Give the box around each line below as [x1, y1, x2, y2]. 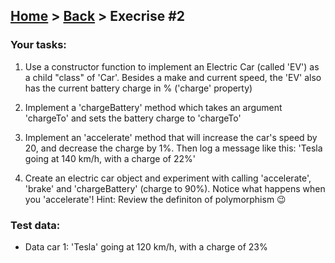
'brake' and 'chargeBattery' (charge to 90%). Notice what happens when [24, 182, 326, 194]
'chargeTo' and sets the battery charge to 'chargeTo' [24, 112, 242, 124]
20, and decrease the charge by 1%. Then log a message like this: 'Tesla [24, 142, 323, 154]
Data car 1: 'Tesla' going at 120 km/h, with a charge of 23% [24, 240, 268, 253]
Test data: [10, 218, 61, 232]
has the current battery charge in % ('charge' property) [24, 82, 253, 94]
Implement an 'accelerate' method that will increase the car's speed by [24, 131, 318, 143]
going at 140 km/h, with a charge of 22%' [24, 152, 196, 164]
